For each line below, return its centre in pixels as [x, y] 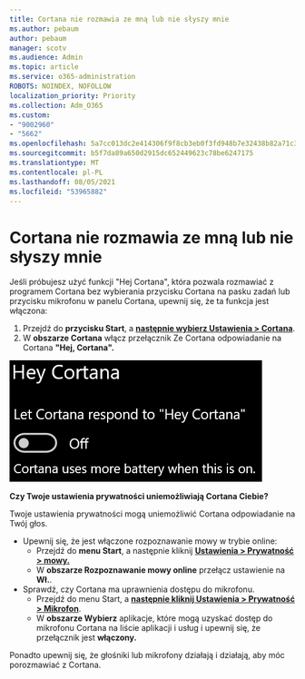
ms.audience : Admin [46, 58]
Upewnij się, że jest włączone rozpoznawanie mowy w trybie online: [150, 541]
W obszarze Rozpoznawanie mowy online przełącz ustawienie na [161, 570]
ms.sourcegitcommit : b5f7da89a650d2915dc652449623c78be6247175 [132, 153]
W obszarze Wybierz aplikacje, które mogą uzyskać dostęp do [154, 618]
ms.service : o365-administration [73, 77]
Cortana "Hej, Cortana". [69, 348]
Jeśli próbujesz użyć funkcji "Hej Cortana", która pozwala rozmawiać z [142, 282]
